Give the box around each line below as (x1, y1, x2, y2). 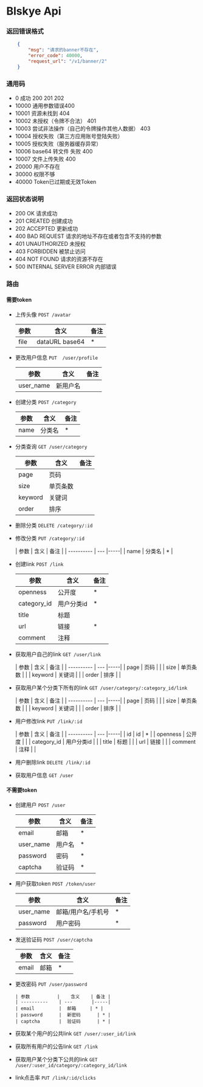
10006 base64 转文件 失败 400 (15, 148, 93, 155)
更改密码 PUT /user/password (15, 980, 88, 987)
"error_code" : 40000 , (28, 53, 83, 59)
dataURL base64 (36, 337, 85, 346)
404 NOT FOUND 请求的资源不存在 (15, 256, 103, 263)
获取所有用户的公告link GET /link (15, 1043, 98, 1050)
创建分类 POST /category (15, 398, 77, 405)
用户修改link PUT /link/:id (15, 717, 83, 725)
